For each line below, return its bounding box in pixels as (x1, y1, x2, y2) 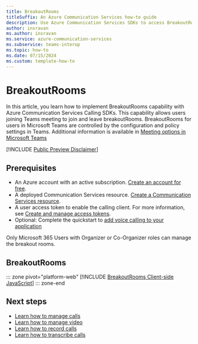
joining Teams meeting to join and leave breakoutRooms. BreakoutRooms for (6, 116, 192, 123)
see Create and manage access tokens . (14, 210, 111, 218)
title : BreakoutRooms (6, 8, 60, 15)
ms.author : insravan (6, 31, 57, 37)
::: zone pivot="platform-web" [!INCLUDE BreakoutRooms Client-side (6, 273, 174, 281)
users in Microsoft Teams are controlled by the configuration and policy (6, 122, 180, 129)
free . (14, 185, 27, 192)
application (14, 223, 42, 230)
